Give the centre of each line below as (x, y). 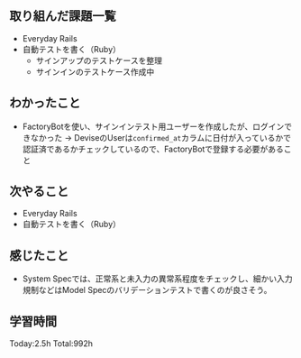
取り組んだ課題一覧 (63, 16)
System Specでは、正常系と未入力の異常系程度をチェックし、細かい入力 (157, 279)
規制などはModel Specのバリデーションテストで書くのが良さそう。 (147, 290)
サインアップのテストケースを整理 (99, 60)
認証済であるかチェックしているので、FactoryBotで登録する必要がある (153, 149)
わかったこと (45, 103)
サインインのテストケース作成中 (95, 71)
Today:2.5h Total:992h (51, 344)
